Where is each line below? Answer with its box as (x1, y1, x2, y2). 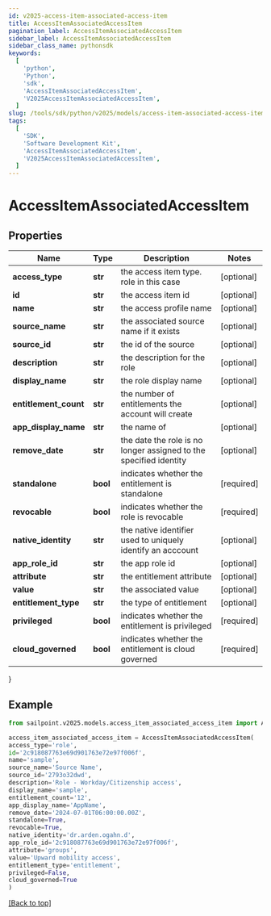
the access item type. (120, 266, 202, 278)
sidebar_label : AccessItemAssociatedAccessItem (8, 34, 172, 43)
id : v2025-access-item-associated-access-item (8, 11, 168, 20)
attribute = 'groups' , (8, 846, 78, 854)
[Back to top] (8, 898, 52, 908)
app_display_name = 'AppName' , (8, 801, 106, 809)
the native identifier (120, 525, 194, 536)
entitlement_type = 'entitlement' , (8, 861, 121, 869)
